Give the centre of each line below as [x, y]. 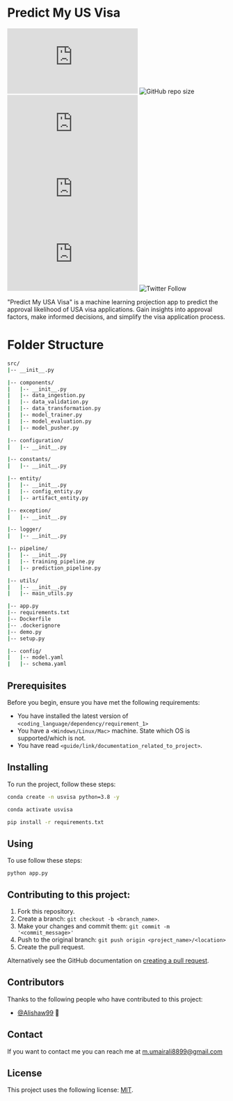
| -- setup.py [26, 639]
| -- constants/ [29, 460]
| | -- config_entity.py [45, 491]
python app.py [28, 873]
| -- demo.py [24, 632]
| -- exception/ [29, 510]
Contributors [36, 982]
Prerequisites [37, 686]
